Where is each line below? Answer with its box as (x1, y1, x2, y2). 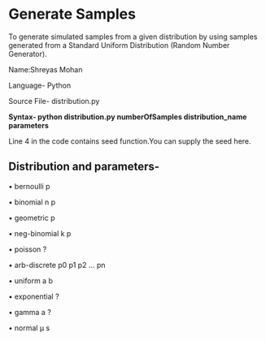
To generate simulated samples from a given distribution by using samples (8, 32, 258, 41)
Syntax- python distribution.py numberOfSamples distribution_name (8, 111, 247, 122)
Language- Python (8, 80, 72, 90)
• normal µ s (8, 322, 50, 333)
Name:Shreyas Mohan (8, 64, 83, 74)
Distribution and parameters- (8, 160, 160, 174)
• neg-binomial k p (8, 228, 72, 238)
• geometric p (8, 213, 55, 222)
